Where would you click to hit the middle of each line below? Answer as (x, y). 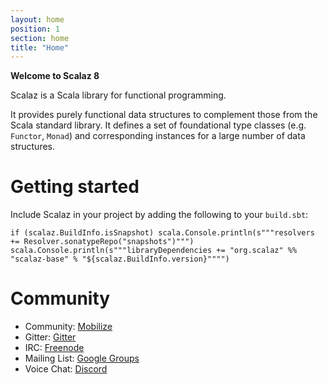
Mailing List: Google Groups (82, 358)
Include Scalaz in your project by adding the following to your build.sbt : (159, 215)
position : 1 (35, 29)
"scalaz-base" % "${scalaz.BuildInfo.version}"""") (120, 259)
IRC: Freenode (54, 348)
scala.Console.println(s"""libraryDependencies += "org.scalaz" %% (154, 251)
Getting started (75, 187)
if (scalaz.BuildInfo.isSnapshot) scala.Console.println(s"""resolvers (162, 233)
